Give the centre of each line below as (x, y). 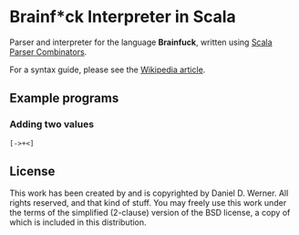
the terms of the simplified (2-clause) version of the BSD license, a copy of (150, 213)
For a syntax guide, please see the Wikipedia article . (108, 69)
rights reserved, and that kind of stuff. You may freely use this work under (148, 203)
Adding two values (52, 124)
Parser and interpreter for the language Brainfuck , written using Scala (141, 42)
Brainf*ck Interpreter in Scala (123, 17)
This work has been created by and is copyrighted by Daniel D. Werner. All (149, 193)
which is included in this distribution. (78, 222)
